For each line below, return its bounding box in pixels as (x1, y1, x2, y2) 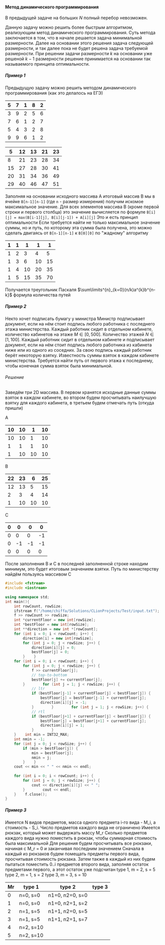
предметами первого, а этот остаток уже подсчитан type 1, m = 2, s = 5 (5, 867, 156, 872)
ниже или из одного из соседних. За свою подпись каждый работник (5, 347, 152, 353)
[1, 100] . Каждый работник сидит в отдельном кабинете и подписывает (5, 337, 155, 343)
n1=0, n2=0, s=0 (48, 892, 88, 899)
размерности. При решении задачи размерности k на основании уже (5, 51, 153, 57)
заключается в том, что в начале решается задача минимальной (5, 35, 142, 41)
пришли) (5, 405, 24, 411)
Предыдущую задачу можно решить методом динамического (5, 85, 136, 91)
